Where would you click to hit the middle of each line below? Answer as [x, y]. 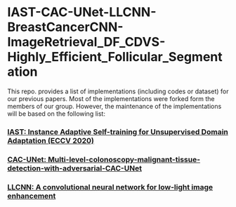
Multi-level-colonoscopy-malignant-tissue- [124, 159]
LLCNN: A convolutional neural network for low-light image [110, 187]
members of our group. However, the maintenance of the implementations [114, 106]
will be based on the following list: [56, 114]
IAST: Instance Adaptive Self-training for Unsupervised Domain [118, 132]
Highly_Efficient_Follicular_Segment [115, 57]
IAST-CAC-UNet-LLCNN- [82, 12]
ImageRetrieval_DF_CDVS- [86, 42]
